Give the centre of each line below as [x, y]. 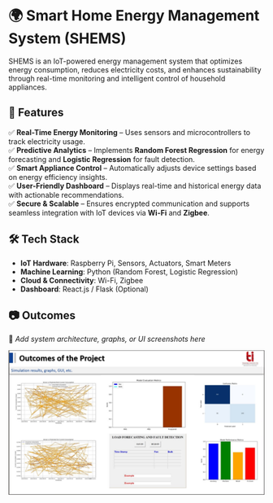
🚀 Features [36, 113]
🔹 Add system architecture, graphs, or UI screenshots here [107, 339]
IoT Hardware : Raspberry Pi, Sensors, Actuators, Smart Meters [126, 263]
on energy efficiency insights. [58, 177]
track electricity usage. [47, 141]
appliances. [28, 87]
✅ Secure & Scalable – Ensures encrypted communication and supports [129, 203]
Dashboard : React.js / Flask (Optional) [84, 289]
